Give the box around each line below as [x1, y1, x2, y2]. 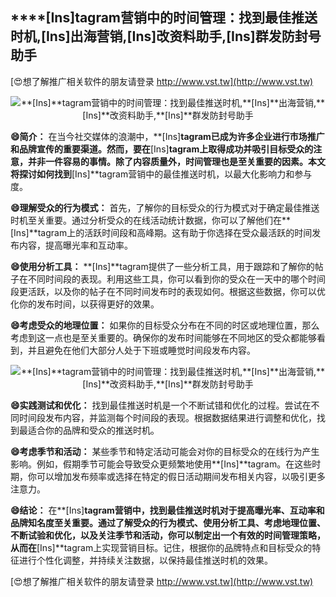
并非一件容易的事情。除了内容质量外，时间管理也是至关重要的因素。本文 [27, 155, 326, 167]
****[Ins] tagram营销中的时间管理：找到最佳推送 [10, 9, 318, 27]
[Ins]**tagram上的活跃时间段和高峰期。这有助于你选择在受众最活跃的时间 [10, 226, 313, 238]
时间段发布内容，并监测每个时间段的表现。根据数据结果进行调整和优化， [18, 411, 317, 423]
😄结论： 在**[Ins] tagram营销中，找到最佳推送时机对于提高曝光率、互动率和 [10, 504, 325, 516]
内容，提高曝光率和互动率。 [18, 239, 133, 251]
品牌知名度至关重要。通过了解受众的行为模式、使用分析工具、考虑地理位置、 [10, 516, 326, 528]
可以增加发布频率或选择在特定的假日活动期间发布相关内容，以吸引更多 [36, 470, 326, 482]
